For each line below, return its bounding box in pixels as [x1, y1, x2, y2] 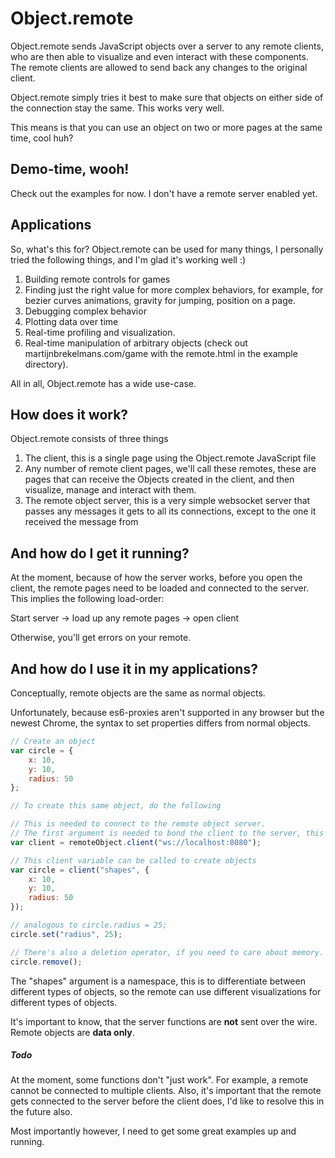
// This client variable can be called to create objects [10, 855, 257, 866]
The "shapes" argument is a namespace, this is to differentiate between [10, 975, 306, 987]
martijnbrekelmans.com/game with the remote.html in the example [24, 347, 298, 359]
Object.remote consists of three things [10, 433, 169, 445]
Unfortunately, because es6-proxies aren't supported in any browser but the [10, 707, 325, 718]
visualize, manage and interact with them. [24, 484, 197, 496]
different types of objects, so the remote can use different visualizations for [10, 985, 322, 997]
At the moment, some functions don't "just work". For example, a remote [10, 1074, 309, 1086]
